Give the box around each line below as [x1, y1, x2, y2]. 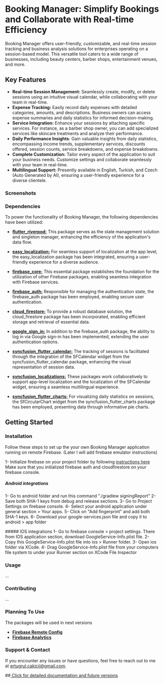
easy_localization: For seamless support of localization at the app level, [12, 248, 158, 254]
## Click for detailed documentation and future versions [5, 672, 118, 678]
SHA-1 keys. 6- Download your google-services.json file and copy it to [5, 514, 147, 519]
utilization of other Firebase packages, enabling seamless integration [12, 273, 152, 279]
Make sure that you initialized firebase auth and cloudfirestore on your [5, 464, 147, 470]
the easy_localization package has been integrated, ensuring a [12, 254, 139, 260]
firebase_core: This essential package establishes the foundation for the [12, 269, 160, 274]
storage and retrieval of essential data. [12, 319, 90, 325]
